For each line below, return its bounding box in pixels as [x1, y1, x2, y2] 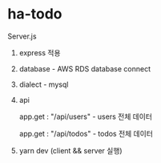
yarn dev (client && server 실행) [18, 145, 123, 155]
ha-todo [7, 5, 62, 23]
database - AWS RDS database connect [18, 63, 151, 73]
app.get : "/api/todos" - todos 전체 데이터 [18, 128, 154, 138]
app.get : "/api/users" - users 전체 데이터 [18, 112, 153, 121]
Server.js [7, 31, 37, 41]
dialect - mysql [18, 79, 69, 89]
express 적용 [18, 47, 61, 57]
